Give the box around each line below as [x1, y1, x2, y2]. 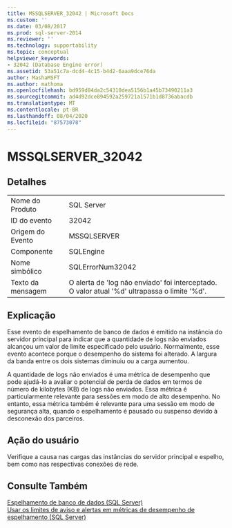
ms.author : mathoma [7, 81, 64, 88]
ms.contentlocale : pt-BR [7, 106, 79, 113]
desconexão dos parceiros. [7, 414, 85, 423]
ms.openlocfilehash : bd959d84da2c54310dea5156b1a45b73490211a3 [7, 87, 193, 94]
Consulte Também [7, 480, 88, 491]
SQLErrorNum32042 [68, 262, 137, 272]
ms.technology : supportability [7, 42, 97, 49]
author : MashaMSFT [7, 74, 60, 81]
